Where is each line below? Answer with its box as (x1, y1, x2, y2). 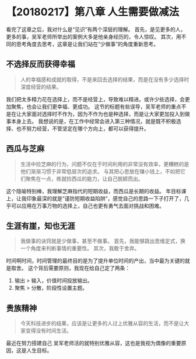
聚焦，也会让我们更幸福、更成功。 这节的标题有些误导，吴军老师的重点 (10, 103, 181, 110)
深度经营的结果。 (20, 83, 62, 90)
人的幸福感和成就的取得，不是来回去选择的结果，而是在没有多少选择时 (20, 76, 190, 83)
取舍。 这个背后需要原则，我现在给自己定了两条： (10, 265, 130, 272)
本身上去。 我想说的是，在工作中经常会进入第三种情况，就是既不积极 (10, 118, 176, 125)
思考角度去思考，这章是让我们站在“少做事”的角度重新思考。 (16, 40, 159, 47)
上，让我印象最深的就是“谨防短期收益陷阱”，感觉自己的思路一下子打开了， (6, 194, 185, 202)
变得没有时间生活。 (25, 327, 72, 334)
